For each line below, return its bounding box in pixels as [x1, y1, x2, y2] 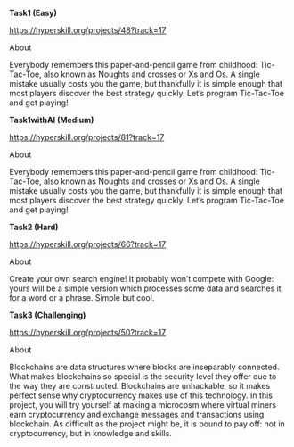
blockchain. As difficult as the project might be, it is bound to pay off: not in [9, 418, 285, 429]
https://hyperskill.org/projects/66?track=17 [9, 239, 167, 249]
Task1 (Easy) [9, 8, 58, 18]
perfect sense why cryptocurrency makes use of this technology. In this [9, 390, 274, 401]
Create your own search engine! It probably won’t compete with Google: [9, 274, 274, 284]
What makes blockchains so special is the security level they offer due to [9, 371, 277, 382]
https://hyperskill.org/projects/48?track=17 [9, 25, 167, 35]
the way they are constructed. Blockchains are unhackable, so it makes [9, 381, 271, 391]
